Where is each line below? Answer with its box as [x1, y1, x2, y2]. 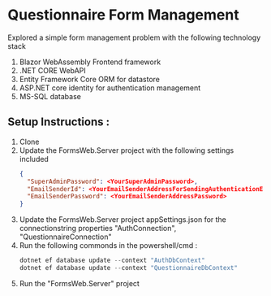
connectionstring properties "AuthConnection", [19, 224, 177, 233]
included [19, 154, 49, 163]
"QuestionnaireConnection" [19, 232, 112, 242]
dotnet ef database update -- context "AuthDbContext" [19, 256, 205, 265]
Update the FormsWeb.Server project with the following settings [19, 145, 234, 155]
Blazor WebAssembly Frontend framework [19, 57, 161, 67]
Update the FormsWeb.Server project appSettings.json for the [19, 215, 226, 224]
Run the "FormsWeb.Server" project [19, 278, 140, 288]
